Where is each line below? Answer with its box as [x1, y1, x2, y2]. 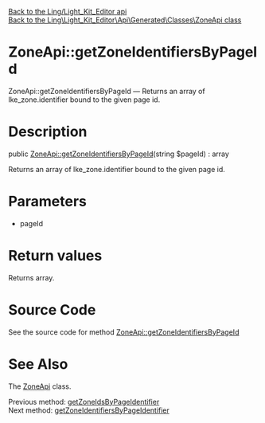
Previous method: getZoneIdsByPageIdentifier [8, 397, 160, 406]
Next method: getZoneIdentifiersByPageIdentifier [8, 405, 170, 415]
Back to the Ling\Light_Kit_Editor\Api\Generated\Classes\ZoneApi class [8, 15, 242, 25]
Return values [8, 247, 103, 264]
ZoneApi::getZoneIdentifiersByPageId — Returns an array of [8, 86, 205, 96]
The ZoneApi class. [8, 382, 72, 391]
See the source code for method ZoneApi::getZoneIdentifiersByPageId [8, 327, 240, 337]
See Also [8, 354, 68, 373]
